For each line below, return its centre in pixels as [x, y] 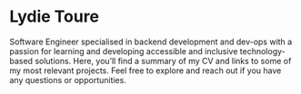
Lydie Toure [55, 17]
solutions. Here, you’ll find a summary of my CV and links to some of [163, 61]
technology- [262, 51]
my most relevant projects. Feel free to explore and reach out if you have [145, 70]
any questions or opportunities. [68, 80]
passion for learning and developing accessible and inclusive [124, 51]
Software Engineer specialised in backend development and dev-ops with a [151, 42]
